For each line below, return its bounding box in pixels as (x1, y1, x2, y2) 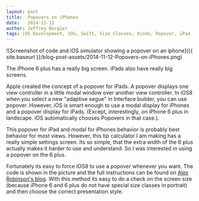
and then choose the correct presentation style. (6, 188, 123, 195)
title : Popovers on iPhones (6, 14, 79, 20)
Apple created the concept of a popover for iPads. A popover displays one (6, 83, 189, 90)
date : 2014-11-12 (6, 20, 55, 26)
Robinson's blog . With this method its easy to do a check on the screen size (6, 175, 192, 183)
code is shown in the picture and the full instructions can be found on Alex (6, 169, 189, 176)
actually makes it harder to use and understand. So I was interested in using (6, 145, 192, 152)
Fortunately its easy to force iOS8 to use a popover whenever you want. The (6, 163, 194, 170)
